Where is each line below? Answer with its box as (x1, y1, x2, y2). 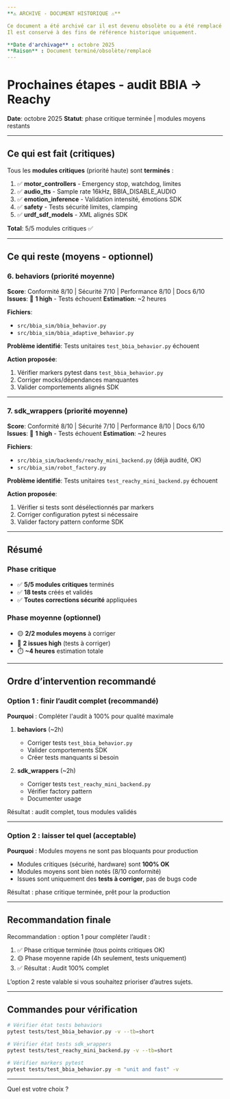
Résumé (7, 544, 43, 556)
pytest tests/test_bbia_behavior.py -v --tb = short (7, 1028, 155, 1035)
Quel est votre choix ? (7, 1085, 69, 1093)
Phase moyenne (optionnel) (7, 613, 101, 623)
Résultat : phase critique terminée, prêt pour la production (7, 888, 170, 896)
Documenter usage (27, 794, 82, 802)
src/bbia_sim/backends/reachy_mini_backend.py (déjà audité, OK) (16, 456, 202, 464)
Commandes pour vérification (7, 1004, 138, 1016)
